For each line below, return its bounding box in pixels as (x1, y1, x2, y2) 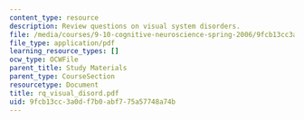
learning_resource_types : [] (9, 47, 119, 56)
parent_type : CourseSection (9, 72, 116, 81)
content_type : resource (9, 13, 100, 23)
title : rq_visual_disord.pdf (9, 88, 119, 97)
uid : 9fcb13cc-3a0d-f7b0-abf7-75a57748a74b (9, 97, 176, 106)
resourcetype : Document (9, 80, 100, 89)
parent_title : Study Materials (9, 64, 128, 73)
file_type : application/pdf (9, 38, 116, 48)
